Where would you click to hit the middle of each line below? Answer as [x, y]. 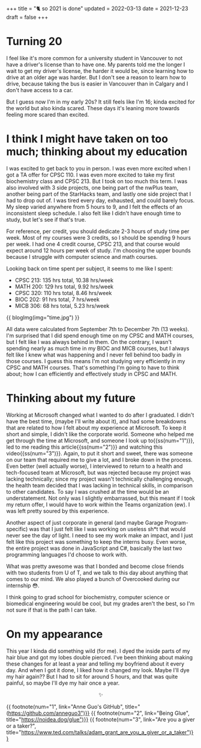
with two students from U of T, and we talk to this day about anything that [97, 572]
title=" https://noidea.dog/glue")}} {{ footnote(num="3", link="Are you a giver [100, 719]
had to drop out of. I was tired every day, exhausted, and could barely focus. [100, 200]
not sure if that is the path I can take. [52, 609]
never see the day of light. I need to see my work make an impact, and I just [100, 535]
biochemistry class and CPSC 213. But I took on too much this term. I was [97, 181]
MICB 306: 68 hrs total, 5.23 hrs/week [62, 305]
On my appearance [55, 634]
